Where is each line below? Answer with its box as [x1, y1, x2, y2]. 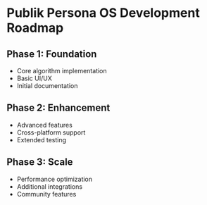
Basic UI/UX [16, 74, 52, 82]
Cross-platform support [16, 128, 86, 137]
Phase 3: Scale [6, 156, 73, 168]
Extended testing [16, 135, 67, 144]
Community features [16, 190, 77, 198]
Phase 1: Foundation [6, 48, 97, 60]
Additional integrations [16, 182, 82, 191]
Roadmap [6, 20, 64, 36]
